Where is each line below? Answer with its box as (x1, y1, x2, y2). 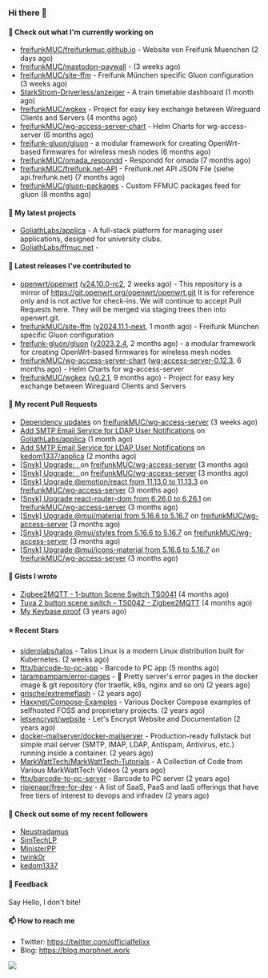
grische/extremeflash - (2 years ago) (19, 689, 142, 698)
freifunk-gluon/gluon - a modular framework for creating (19, 139, 206, 148)
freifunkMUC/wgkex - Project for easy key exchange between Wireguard (19, 104, 261, 115)
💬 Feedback (8, 879, 49, 888)
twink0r (19, 852, 46, 862)
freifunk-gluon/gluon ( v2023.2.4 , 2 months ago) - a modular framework (19, 338, 256, 348)
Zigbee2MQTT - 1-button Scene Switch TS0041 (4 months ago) (19, 589, 230, 599)
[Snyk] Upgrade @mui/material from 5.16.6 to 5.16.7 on (19, 510, 199, 520)
